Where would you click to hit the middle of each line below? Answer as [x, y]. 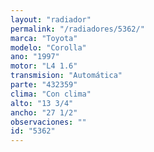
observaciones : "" [48, 122]
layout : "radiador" [51, 19]
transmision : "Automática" [66, 76]
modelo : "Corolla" [48, 47]
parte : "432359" [44, 85]
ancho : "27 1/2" [44, 112]
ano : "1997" [35, 57]
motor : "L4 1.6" [44, 66]
